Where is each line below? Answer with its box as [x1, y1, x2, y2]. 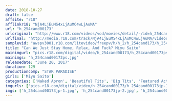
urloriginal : [5, 31, 33, 36]
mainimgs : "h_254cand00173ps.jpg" [5, 55, 79, 60]
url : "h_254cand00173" [5, 27, 54, 32]
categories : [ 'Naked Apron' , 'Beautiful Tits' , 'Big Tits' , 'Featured [5, 79, 159, 84]
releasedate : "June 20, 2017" [5, 60, 70, 65]
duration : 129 [5, 64, 36, 69]
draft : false [5, 12, 33, 17]
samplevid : [5, 41, 29, 46]
